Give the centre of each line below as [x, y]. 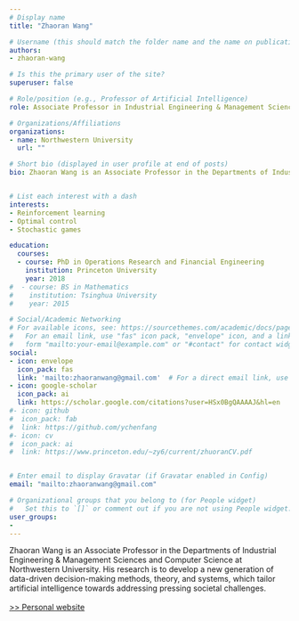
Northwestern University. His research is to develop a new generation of [141, 569]
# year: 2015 [39, 304]
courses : [33, 254]
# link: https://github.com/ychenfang [83, 427]
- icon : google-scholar [53, 386]
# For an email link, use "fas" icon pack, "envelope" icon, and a [141, 336]
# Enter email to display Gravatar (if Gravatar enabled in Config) [139, 476]
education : [29, 246]
